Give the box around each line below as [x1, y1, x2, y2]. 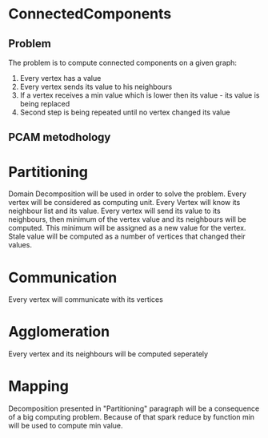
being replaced [19, 99, 70, 108]
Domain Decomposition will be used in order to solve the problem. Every [8, 189, 246, 199]
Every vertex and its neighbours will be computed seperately [8, 349, 209, 359]
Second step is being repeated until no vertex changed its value [19, 107, 230, 117]
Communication [8, 268, 118, 287]
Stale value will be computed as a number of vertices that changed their [8, 231, 246, 241]
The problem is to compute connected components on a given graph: [8, 58, 238, 67]
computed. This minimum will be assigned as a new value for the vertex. [8, 223, 246, 233]
